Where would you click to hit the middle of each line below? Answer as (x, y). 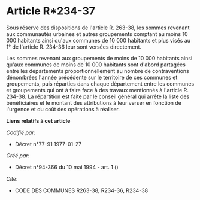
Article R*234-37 (51, 11)
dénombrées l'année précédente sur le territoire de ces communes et (92, 77)
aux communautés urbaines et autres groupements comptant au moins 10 (97, 34)
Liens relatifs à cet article (38, 120)
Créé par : (18, 155)
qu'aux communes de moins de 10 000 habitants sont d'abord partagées (96, 65)
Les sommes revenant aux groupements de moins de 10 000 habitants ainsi (99, 58)
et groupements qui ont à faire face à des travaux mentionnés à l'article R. (97, 90)
